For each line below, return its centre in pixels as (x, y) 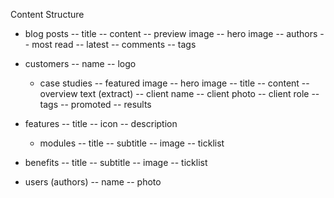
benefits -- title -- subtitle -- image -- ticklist (116, 162)
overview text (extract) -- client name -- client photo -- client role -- (179, 93)
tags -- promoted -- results (95, 104)
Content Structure (47, 14)
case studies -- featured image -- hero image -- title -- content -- (174, 83)
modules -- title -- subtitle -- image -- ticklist (132, 143)
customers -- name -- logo (80, 63)
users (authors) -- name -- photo (93, 182)
